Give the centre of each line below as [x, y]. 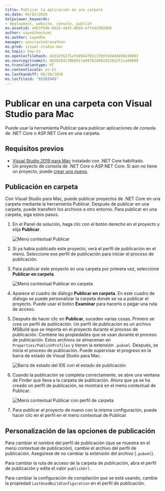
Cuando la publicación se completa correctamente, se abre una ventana [86, 375]
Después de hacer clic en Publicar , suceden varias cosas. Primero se [83, 319]
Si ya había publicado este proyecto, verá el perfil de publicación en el [84, 249]
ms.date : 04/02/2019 [27, 14]
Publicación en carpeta [42, 187]
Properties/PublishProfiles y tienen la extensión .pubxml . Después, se [85, 345]
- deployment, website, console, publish [49, 24]
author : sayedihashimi [28, 33]
